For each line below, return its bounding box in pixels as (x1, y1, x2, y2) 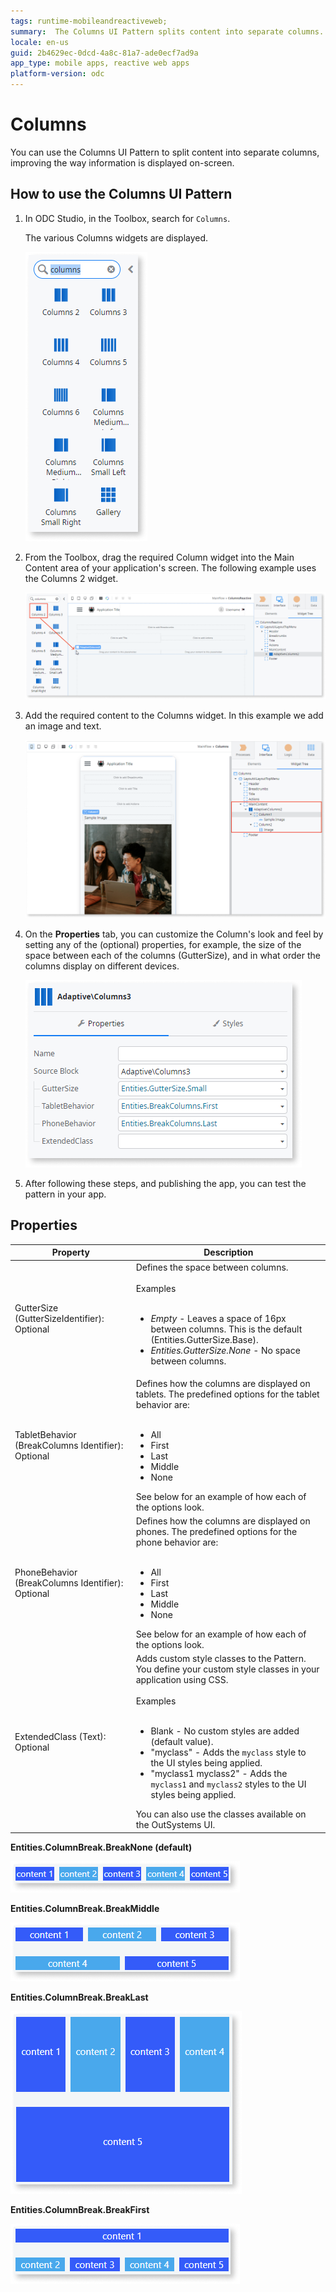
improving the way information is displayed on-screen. (10, 156, 235, 169)
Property (51, 1246, 90, 1259)
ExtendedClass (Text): (14, 1730, 107, 1742)
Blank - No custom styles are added (150, 1725, 300, 1737)
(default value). (150, 1736, 214, 1748)
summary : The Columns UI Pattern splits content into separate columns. (10, 26, 325, 37)
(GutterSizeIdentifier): (14, 1312, 105, 1324)
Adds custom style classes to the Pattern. (135, 1653, 307, 1665)
